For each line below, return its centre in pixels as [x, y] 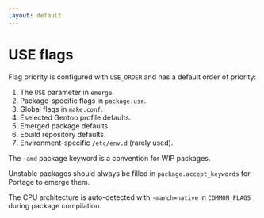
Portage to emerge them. [49, 182]
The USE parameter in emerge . [67, 92]
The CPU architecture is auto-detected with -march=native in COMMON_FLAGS [130, 197]
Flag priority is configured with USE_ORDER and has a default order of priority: [132, 77]
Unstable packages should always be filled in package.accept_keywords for [129, 173]
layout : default [35, 15]
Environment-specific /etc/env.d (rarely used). [96, 143]
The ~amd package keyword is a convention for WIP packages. [109, 158]
